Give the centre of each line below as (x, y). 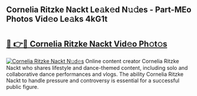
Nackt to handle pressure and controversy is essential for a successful (93, 80)
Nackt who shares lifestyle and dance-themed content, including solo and (97, 68)
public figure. (22, 87)
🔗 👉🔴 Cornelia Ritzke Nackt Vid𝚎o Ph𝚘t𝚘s (87, 44)
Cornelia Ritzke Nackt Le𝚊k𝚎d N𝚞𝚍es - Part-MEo (99, 10)
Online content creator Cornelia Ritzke (132, 61)
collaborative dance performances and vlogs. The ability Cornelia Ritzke (95, 74)
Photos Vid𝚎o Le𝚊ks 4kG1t (57, 19)
